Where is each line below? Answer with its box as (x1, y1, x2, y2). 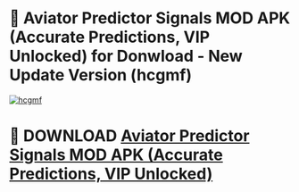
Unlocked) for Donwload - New (9, 46, 243, 66)
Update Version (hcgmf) (9, 65, 193, 86)
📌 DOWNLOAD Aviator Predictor (9, 126, 250, 146)
